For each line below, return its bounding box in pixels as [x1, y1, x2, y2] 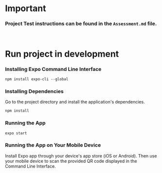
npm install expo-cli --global [5, 76, 69, 82]
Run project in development [5, 48, 119, 59]
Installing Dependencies [5, 88, 64, 95]
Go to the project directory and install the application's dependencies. [5, 99, 145, 105]
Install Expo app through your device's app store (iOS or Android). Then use [5, 153, 157, 158]
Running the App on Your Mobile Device [5, 142, 101, 149]
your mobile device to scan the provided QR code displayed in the [5, 158, 137, 164]
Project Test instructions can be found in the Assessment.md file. [5, 20, 157, 27]
